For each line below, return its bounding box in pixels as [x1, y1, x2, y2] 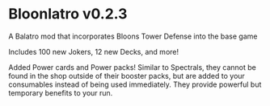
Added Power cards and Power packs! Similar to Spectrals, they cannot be [8, 62, 256, 72]
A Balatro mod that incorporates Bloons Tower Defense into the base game [8, 31, 258, 41]
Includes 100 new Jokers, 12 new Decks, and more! [8, 47, 179, 56]
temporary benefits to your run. [8, 88, 113, 97]
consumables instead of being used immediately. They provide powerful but [8, 79, 262, 89]
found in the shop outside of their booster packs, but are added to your [8, 71, 245, 80]
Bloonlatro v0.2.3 [8, 5, 128, 23]
